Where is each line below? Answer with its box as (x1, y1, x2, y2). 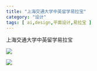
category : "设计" (6, 14, 47, 20)
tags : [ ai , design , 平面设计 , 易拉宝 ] (6, 19, 92, 25)
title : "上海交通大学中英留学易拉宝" (6, 8, 86, 15)
